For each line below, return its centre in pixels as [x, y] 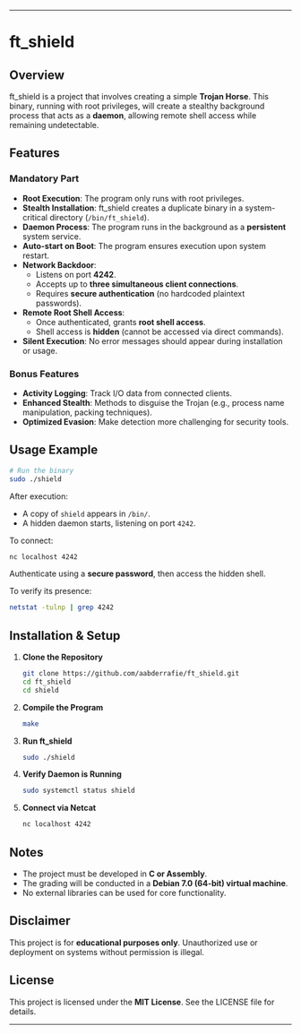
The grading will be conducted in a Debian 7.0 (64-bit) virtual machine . [155, 883]
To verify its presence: [51, 591]
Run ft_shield [47, 741]
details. [23, 1011]
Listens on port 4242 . [76, 274]
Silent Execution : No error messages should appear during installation [153, 340]
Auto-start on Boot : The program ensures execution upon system [144, 246]
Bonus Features [44, 374]
